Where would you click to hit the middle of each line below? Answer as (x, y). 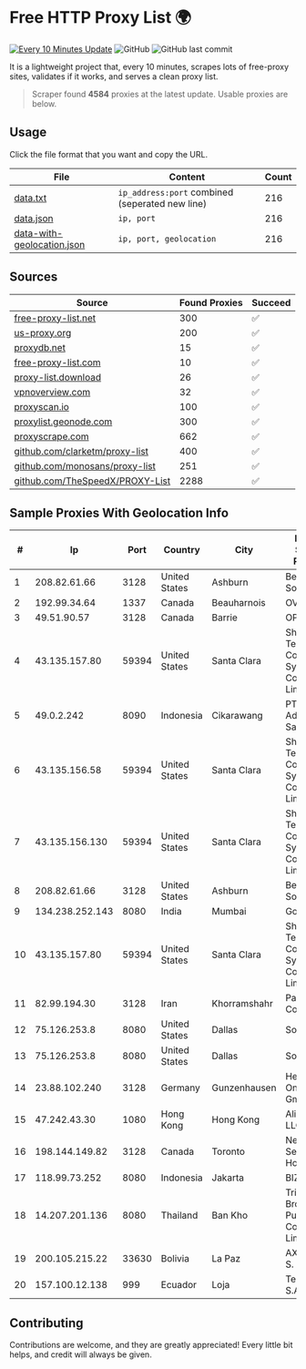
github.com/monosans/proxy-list (85, 465)
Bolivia (175, 1259)
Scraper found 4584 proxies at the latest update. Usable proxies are (160, 94)
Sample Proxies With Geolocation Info (119, 512)
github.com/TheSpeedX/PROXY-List (92, 481)
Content (187, 177)
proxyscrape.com (51, 436)
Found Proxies (211, 302)
